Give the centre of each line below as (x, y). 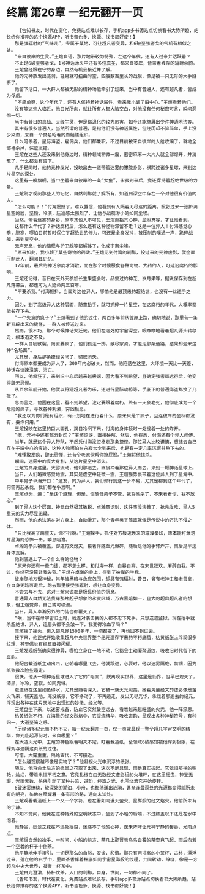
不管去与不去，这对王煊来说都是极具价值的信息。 (67, 592)
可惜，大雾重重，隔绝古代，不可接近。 (55, 755)
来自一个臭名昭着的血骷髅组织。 (58, 135)
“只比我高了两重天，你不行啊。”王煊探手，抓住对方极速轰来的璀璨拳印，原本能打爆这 (105, 533)
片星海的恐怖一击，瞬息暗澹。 (38, 539)
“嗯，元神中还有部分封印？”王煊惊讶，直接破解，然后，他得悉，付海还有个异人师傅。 (106, 435)
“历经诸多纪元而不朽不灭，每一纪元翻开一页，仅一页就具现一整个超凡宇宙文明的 (100, 729)
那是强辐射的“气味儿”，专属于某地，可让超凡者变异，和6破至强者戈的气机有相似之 (103, 44)
